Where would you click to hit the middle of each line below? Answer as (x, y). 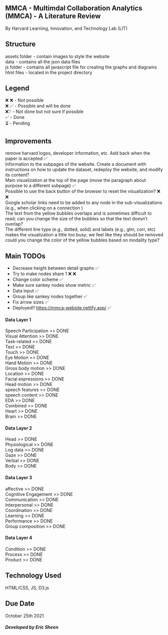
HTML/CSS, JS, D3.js (27, 588)
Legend (17, 88)
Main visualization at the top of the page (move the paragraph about (76, 180)
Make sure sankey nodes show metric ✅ (54, 285)
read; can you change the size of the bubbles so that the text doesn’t (76, 219)
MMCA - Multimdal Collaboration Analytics (74, 8)
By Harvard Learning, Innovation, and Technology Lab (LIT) (66, 28)
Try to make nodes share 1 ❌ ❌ (44, 274)
